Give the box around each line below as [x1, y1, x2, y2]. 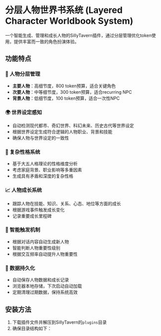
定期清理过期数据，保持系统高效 [12, 289, 78, 295]
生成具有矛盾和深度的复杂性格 [12, 173, 73, 179]
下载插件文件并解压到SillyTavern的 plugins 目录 [12, 319, 107, 325]
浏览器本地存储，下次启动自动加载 [12, 283, 82, 289]
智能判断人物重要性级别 [12, 245, 60, 251]
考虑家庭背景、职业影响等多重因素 [12, 167, 82, 173]
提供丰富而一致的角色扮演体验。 [13, 38, 79, 45]
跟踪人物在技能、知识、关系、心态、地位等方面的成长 [12, 200, 121, 206]
